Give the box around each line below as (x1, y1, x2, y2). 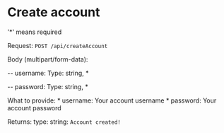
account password (7, 103, 61, 112)
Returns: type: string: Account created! (7, 117, 122, 126)
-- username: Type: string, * (7, 69, 90, 77)
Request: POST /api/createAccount (7, 41, 108, 50)
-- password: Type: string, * (7, 82, 88, 91)
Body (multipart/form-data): (7, 54, 88, 64)
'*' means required (7, 28, 62, 36)
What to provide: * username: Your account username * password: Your (7, 96, 217, 105)
